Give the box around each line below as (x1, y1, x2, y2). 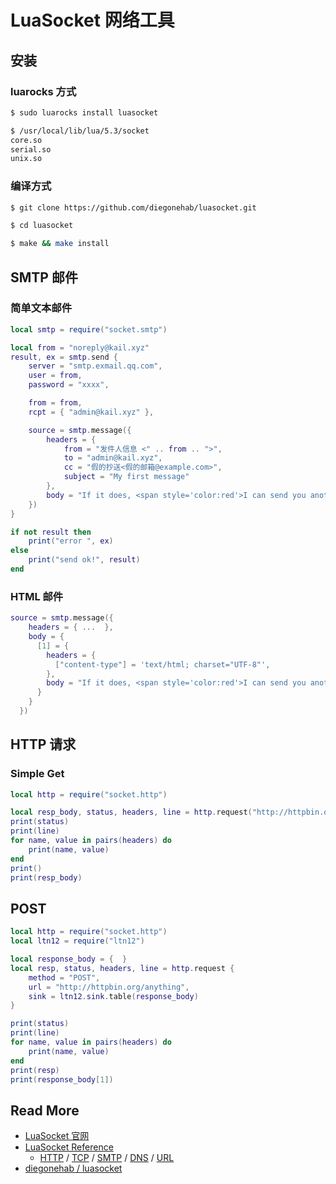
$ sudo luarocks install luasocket (10, 107, 159, 118)
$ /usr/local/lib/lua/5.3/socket (10, 126, 150, 136)
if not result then (10, 527, 92, 537)
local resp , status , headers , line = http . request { (10, 963, 235, 973)
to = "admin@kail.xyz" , (63, 453, 163, 463)
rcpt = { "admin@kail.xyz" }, (28, 407, 155, 417)
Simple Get (10, 767, 65, 781)
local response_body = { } (10, 954, 128, 965)
